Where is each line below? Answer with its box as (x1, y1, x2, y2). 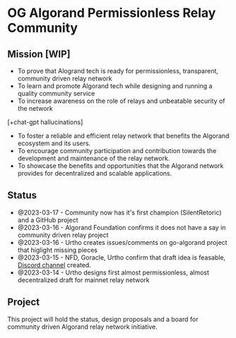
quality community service (17, 90, 95, 97)
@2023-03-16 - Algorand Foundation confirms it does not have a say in (17, 223, 226, 231)
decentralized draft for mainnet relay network (17, 275, 150, 284)
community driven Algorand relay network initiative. (7, 322, 158, 331)
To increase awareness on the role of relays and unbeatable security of (17, 97, 225, 105)
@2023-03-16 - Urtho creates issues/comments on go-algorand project (17, 238, 228, 246)
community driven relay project (17, 231, 109, 239)
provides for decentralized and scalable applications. (17, 169, 172, 177)
